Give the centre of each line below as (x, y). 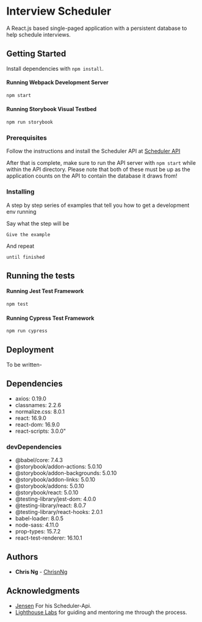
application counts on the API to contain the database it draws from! (92, 176)
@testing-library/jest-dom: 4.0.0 (56, 499)
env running (21, 211)
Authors (22, 557)
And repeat (20, 246)
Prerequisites (27, 137)
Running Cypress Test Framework (50, 318)
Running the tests (41, 276)
